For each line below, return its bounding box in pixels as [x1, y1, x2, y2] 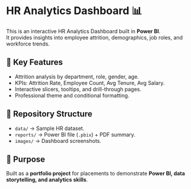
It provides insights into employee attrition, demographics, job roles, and [6, 34, 183, 41]
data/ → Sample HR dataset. [14, 125, 85, 132]
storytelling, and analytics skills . [6, 176, 88, 183]
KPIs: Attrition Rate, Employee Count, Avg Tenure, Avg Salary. [14, 79, 165, 86]
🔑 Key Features [6, 57, 63, 67]
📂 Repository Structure [6, 109, 93, 119]
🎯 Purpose [6, 154, 46, 164]
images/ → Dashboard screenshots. [14, 137, 102, 144]
